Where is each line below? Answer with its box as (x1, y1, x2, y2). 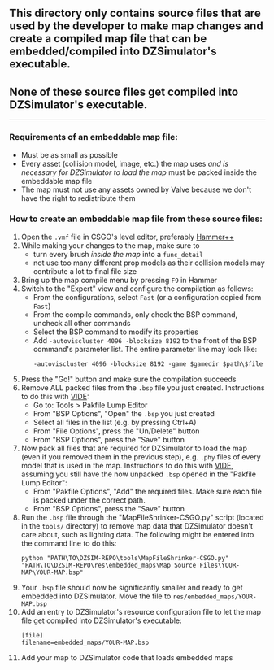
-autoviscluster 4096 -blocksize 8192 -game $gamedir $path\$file (33, 359, 263, 368)
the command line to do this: (20, 538, 117, 548)
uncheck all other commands (33, 318, 131, 328)
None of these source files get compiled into (9, 85, 239, 98)
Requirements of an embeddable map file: (9, 132, 178, 143)
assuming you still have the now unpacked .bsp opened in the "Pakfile (20, 469, 257, 479)
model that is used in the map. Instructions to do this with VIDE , (20, 460, 234, 470)
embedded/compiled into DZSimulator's (9, 45, 217, 59)
